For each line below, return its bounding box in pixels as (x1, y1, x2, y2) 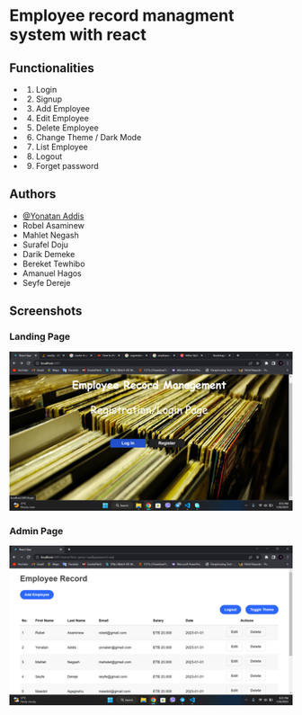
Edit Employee (35, 113, 90, 123)
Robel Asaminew (22, 219, 85, 230)
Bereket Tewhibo (22, 258, 85, 269)
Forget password (35, 161, 99, 171)
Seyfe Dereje (22, 277, 71, 288)
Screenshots (9, 303, 83, 319)
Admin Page (9, 524, 64, 537)
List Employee (35, 141, 88, 152)
